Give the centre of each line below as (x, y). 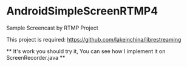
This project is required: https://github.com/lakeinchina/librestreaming (94, 39)
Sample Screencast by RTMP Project (52, 28)
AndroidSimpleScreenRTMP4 (82, 11)
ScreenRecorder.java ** (36, 57)
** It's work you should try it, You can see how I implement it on (86, 51)
